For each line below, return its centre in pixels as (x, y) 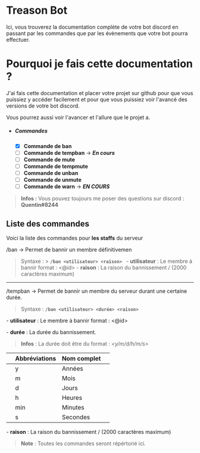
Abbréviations (36, 359)
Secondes (76, 417)
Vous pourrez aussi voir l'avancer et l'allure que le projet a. (78, 117)
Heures (72, 398)
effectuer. (18, 39)
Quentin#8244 (39, 205)
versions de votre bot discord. (43, 106)
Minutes (73, 408)
